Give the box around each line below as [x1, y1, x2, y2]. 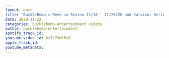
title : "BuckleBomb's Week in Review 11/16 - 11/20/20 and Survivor [5, 12, 152, 17]
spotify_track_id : [5, 31, 44, 36]
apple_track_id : [5, 40, 39, 45]
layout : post [5, 7, 33, 13]
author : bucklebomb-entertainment [5, 26, 78, 31]
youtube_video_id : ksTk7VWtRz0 [5, 36, 71, 41]
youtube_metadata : [5, 45, 44, 50]
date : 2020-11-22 [5, 17, 42, 22]
